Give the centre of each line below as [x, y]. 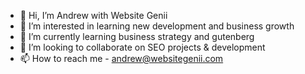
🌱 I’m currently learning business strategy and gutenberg [137, 36]
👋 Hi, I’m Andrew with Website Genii [93, 15]
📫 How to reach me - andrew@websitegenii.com [121, 58]
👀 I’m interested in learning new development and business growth [157, 26]
